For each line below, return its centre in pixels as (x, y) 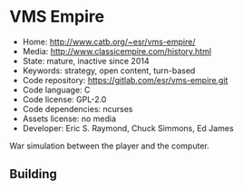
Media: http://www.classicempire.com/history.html (117, 51)
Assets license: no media (69, 119)
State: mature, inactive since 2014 (86, 61)
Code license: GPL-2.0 (64, 99)
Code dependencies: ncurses (78, 109)
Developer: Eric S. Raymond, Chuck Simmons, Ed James (128, 128)
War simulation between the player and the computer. (110, 146)
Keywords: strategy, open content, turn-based (109, 71)
